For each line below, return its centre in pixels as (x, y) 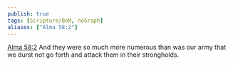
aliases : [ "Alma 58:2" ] (43, 27)
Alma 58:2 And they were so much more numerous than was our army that (117, 48)
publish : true (29, 14)
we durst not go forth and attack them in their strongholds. (93, 55)
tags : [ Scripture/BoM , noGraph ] (55, 21)
